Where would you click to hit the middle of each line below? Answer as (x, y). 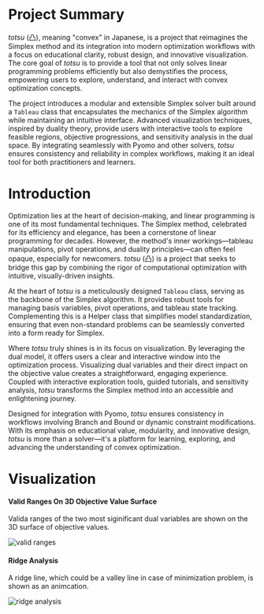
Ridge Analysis (33, 560)
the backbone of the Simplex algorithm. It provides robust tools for (116, 299)
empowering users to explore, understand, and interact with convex (118, 80)
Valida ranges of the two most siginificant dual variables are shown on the (128, 519)
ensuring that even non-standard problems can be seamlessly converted (126, 324)
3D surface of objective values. (59, 527)
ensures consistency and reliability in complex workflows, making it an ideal (131, 153)
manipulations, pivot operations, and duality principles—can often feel (122, 249)
